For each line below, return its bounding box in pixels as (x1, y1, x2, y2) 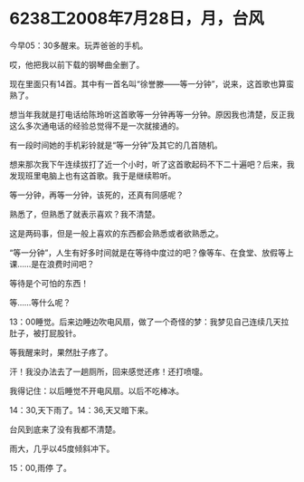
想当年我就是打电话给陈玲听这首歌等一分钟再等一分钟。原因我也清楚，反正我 (9, 109, 295, 120)
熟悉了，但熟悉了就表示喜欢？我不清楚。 (9, 208, 160, 219)
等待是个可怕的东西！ (9, 277, 89, 288)
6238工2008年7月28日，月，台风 (9, 8, 264, 29)
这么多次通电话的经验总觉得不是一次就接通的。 (9, 120, 184, 131)
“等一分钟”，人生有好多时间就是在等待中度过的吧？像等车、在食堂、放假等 (9, 246, 287, 258)
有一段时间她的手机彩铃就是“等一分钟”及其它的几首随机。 (9, 140, 223, 150)
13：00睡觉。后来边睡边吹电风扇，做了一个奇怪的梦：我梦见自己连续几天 (9, 316, 282, 327)
